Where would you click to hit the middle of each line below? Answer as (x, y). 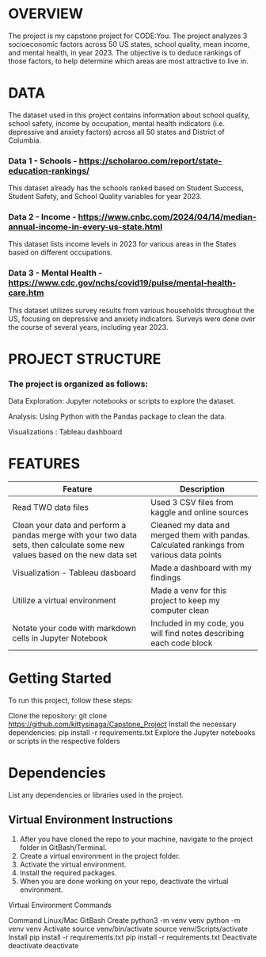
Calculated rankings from (197, 545)
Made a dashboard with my (201, 568)
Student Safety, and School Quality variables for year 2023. (105, 197)
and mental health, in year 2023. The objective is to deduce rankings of (125, 52)
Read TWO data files (51, 507)
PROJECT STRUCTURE (85, 359)
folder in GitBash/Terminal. (63, 847)
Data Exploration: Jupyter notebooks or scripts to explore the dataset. (122, 401)
